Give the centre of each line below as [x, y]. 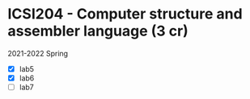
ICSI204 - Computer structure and [125, 14]
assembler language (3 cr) [98, 31]
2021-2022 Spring [38, 53]
